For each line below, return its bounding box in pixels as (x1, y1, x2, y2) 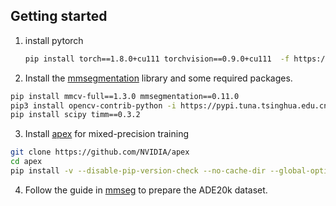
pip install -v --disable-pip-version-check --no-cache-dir (10, 166, 267, 176)
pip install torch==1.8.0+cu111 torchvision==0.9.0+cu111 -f (24, 54, 290, 64)
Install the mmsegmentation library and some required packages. (24, 72, 293, 84)
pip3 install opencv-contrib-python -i (10, 100, 177, 111)
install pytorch (24, 34, 84, 46)
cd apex (10, 157, 43, 167)
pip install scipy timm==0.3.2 (10, 110, 141, 120)
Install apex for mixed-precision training (24, 128, 190, 140)
